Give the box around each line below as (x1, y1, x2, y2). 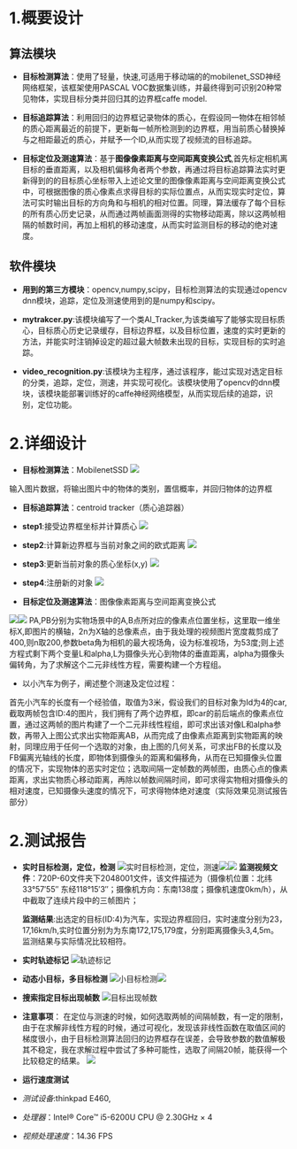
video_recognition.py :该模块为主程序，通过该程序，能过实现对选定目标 (21, 366, 283, 376)
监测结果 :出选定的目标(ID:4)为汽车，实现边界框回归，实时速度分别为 (21, 914, 270, 924)
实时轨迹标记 (21, 954, 69, 965)
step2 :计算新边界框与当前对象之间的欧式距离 (21, 539, 186, 550)
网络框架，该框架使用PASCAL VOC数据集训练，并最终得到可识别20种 (21, 82, 275, 93)
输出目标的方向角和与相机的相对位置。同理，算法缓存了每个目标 (52, 197, 286, 208)
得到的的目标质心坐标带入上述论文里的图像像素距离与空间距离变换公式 (29, 175, 286, 186)
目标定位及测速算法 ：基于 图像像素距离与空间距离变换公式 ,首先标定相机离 (21, 153, 288, 164)
